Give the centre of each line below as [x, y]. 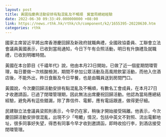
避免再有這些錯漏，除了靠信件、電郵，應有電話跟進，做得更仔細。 [85, 101]
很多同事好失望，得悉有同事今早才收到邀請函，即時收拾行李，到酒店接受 [87, 123]
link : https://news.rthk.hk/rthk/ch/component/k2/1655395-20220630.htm [80, 23]
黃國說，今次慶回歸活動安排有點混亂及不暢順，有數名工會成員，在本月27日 [81, 88]
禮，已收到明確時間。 [27, 55]
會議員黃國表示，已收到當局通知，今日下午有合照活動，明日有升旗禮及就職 [81, 49]
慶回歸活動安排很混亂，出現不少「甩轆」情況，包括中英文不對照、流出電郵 [81, 117]
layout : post [19, 10]
